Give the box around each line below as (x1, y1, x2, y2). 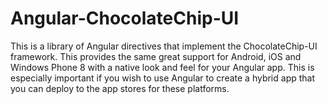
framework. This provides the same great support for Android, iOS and (10, 50, 302, 62)
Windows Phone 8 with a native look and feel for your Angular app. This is (10, 61, 315, 73)
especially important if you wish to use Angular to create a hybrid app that (10, 72, 316, 84)
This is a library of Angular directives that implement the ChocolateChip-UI (10, 40, 318, 52)
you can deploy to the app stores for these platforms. (10, 82, 230, 94)
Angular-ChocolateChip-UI (10, 7, 240, 30)
